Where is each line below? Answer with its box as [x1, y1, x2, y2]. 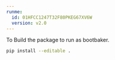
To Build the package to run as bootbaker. [6, 37, 110, 44]
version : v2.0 [11, 20, 47, 26]
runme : [6, 8, 23, 15]
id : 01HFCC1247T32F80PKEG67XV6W [11, 14, 93, 20]
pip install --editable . [6, 48, 71, 54]
